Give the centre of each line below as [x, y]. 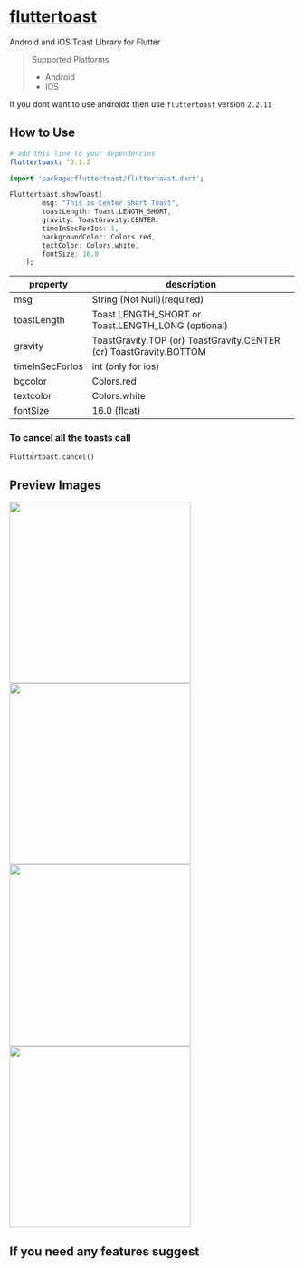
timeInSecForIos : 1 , [81, 229]
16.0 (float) [116, 411]
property [48, 285]
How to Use [43, 133]
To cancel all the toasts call [70, 438]
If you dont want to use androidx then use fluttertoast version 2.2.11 [141, 104]
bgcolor [30, 381]
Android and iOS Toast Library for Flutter [85, 42]
